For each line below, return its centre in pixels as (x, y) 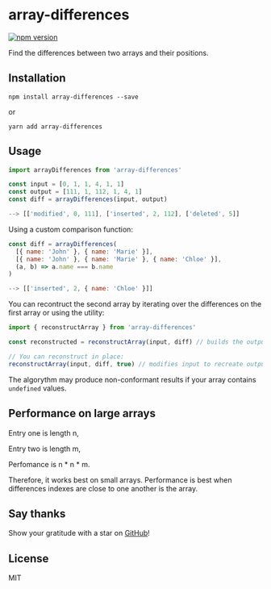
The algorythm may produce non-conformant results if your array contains (132, 379)
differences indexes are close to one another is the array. (103, 488)
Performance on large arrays (82, 414)
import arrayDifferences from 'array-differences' (95, 170)
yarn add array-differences (56, 127)
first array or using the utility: (56, 313)
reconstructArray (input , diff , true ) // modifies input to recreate (126, 364)
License (29, 558)
